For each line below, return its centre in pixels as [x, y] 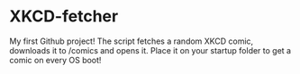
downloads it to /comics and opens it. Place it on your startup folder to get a [150, 50]
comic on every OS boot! [55, 60]
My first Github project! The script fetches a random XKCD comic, [132, 41]
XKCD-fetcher [64, 16]
